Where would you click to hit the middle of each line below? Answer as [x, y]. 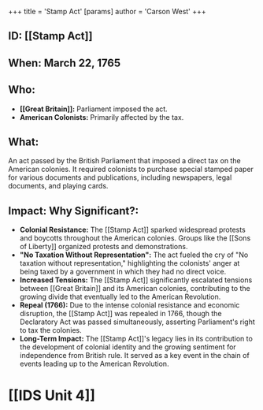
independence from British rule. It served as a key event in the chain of [134, 356]
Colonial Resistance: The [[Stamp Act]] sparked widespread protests [132, 230]
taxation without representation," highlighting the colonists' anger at [130, 263]
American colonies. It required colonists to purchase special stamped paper [131, 170]
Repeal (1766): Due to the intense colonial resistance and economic [130, 305]
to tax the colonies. [51, 330]
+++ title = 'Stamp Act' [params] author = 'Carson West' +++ [107, 11]
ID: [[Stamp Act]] [50, 36]
